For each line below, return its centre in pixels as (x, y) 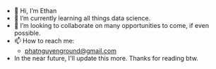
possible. (27, 33)
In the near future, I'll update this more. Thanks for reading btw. (106, 58)
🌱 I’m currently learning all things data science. (82, 18)
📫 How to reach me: (44, 41)
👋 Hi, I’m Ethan (35, 11)
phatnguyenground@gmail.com (70, 51)
